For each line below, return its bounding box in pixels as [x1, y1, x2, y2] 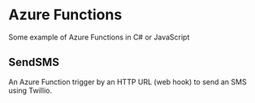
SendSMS [8, 56, 59, 69]
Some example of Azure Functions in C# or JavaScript [8, 32, 190, 42]
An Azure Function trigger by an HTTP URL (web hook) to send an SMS [8, 76, 247, 86]
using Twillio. [8, 85, 53, 95]
